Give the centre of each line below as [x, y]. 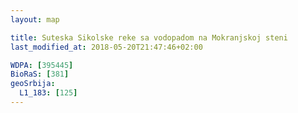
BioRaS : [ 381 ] [40, 74]
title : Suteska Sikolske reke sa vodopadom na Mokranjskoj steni [149, 37]
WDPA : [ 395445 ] [42, 65]
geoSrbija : [33, 84]
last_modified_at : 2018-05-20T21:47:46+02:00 [106, 47]
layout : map [35, 19]
